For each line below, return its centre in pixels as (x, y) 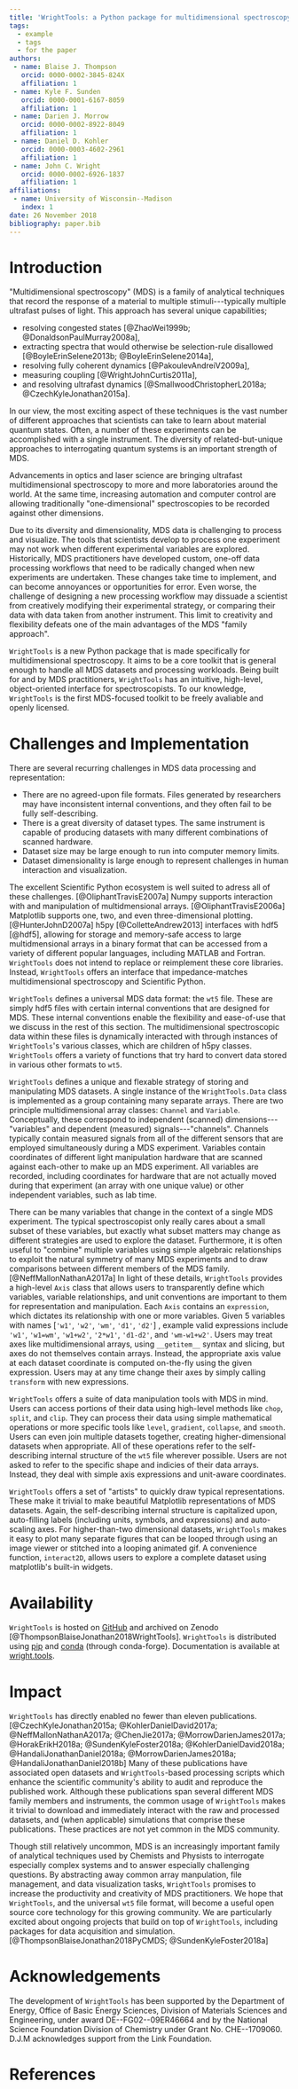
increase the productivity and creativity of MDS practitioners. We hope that (146, 1894)
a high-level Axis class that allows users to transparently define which (137, 1288)
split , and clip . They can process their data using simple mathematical (141, 1418)
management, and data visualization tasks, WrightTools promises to (133, 1884)
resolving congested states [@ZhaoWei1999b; (106, 328)
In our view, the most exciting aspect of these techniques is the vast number (149, 411)
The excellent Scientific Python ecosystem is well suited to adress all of (140, 887)
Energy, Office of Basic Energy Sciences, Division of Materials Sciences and (148, 2011)
